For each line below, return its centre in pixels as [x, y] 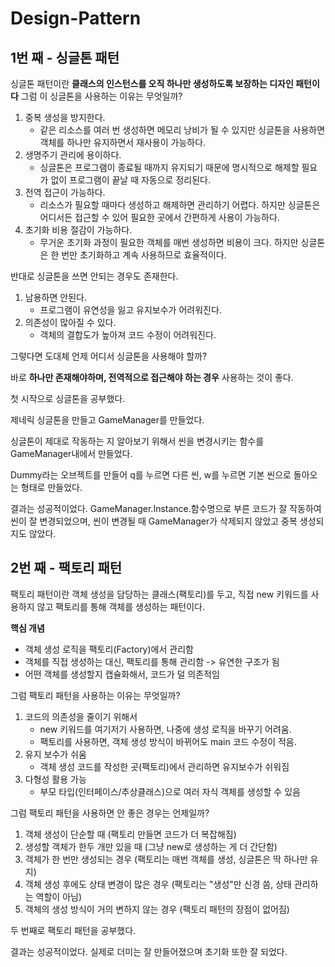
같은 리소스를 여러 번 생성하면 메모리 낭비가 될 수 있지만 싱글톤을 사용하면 [182, 130]
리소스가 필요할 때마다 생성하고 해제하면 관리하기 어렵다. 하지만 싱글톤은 [180, 205]
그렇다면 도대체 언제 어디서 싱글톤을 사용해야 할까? [109, 356]
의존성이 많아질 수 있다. [70, 322]
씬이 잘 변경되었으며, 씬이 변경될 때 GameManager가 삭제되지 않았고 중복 [154, 521]
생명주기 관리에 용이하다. [73, 155]
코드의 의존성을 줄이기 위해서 [81, 716]
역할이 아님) [59, 896]
